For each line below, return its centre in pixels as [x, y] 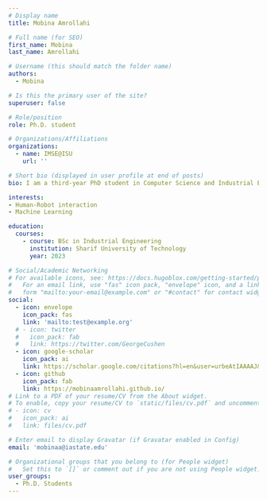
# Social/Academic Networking [58, 270]
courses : [30, 234]
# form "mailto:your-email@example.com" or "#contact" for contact [126, 293]
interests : [26, 197]
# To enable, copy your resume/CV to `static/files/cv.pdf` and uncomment [135, 403]
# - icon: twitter [46, 329]
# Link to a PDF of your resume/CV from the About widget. [108, 396]
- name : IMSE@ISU [44, 154]
